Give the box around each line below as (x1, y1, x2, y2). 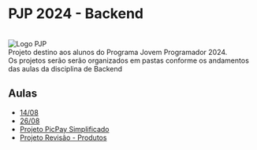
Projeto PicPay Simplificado (19, 124, 110, 134)
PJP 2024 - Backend (8, 5, 144, 23)
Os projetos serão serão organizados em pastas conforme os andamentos (8, 56, 250, 65)
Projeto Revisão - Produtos (19, 133, 107, 142)
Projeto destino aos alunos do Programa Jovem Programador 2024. (8, 47, 228, 57)
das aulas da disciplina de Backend (8, 64, 123, 73)
